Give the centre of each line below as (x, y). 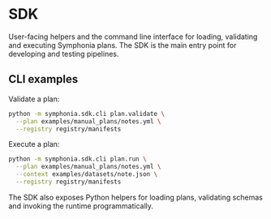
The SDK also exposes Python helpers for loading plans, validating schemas (136, 197)
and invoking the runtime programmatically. (81, 206)
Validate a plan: (34, 99)
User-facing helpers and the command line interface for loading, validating (133, 36)
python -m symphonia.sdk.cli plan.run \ (78, 159)
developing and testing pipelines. (64, 54)
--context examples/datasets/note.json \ (87, 174)
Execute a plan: (34, 144)
